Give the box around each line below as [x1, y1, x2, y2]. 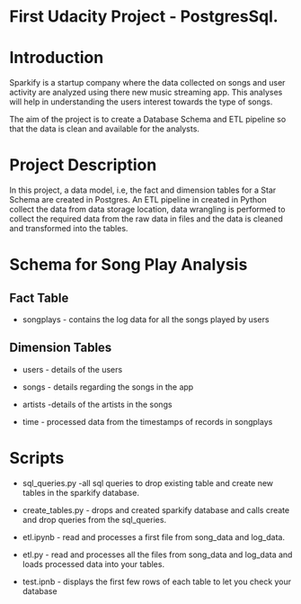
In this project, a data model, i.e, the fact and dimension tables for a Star [9, 185, 277, 195]
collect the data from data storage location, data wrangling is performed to [9, 204, 286, 215]
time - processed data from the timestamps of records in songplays [22, 416, 273, 427]
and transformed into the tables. [9, 223, 128, 234]
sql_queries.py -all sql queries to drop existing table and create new [22, 477, 274, 488]
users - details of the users [22, 364, 123, 374]
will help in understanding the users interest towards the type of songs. [9, 96, 273, 107]
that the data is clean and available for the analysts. [9, 123, 200, 134]
